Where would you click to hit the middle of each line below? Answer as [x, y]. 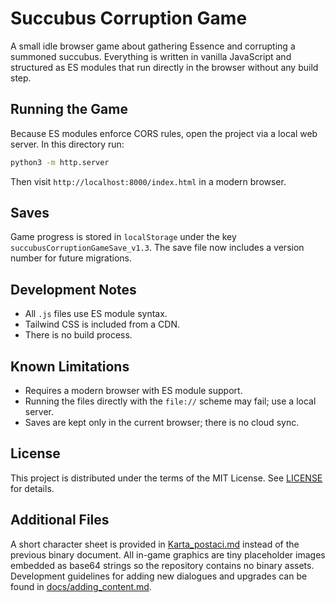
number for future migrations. [71, 258]
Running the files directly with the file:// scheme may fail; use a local [170, 401]
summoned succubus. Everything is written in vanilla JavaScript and [151, 56]
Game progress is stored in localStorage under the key [123, 237]
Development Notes [73, 289]
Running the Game [69, 109]
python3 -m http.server [60, 162]
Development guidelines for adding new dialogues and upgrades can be [159, 576]
